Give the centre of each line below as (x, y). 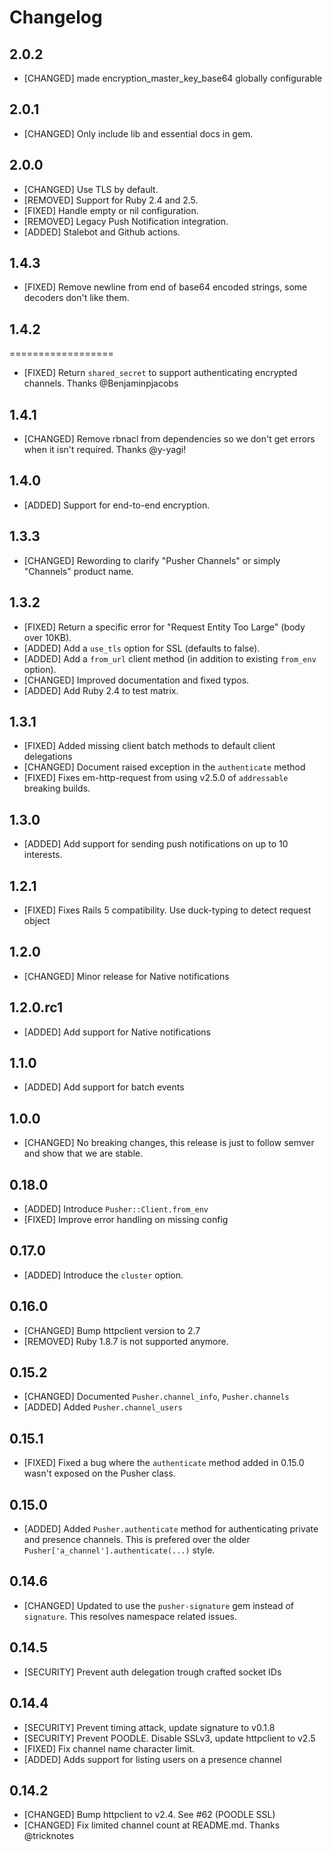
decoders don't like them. (76, 298)
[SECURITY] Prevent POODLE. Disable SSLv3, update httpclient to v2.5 (169, 1738)
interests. (43, 855)
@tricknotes (49, 1836)
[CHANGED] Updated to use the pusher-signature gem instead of (158, 1605)
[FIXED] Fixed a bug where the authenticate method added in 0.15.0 (164, 1463)
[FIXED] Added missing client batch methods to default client (149, 746)
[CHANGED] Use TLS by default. (91, 189)
